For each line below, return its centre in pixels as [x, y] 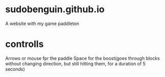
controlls [25, 44]
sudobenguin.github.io [55, 9]
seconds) [15, 69]
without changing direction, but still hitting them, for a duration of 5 [76, 63]
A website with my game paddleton [42, 23]
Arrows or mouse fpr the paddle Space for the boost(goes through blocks [82, 58]
